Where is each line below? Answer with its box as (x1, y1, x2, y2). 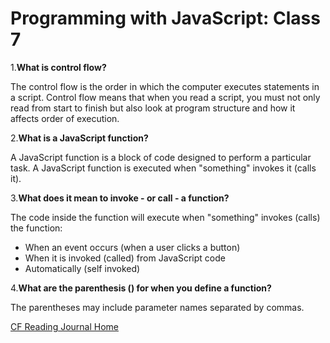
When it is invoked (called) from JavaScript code (24, 252, 226, 264)
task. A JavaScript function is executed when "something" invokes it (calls (10, 162, 317, 174)
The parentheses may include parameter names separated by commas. (10, 301, 305, 313)
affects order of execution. (10, 112, 120, 124)
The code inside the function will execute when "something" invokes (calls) (10, 211, 321, 223)
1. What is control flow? (10, 61, 107, 73)
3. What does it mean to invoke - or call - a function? (10, 192, 230, 204)
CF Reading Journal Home (10, 320, 119, 332)
